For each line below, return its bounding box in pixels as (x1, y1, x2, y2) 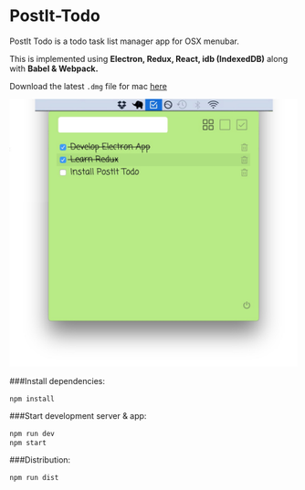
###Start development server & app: (9, 411, 147, 422)
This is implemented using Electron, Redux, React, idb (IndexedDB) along (9, 53, 289, 64)
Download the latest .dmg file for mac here (9, 80, 167, 91)
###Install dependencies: (9, 376, 105, 387)
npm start (9, 439, 47, 448)
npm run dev (9, 430, 55, 439)
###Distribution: (9, 454, 71, 465)
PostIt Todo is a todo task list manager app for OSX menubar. (9, 36, 239, 47)
